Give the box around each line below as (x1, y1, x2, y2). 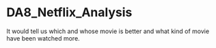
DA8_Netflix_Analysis (6, 5, 133, 20)
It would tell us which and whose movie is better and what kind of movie (6, 27, 210, 35)
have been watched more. (6, 34, 80, 42)
